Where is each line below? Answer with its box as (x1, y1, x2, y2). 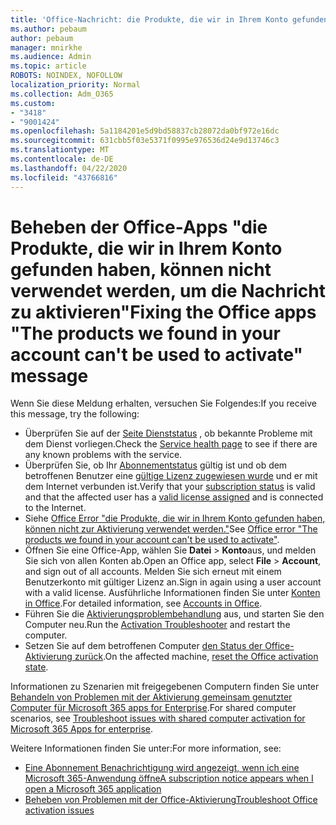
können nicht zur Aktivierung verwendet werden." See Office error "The (24, 523, 318, 535)
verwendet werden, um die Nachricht (10, 279, 326, 302)
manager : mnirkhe (10, 42, 83, 53)
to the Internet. (24, 502, 87, 514)
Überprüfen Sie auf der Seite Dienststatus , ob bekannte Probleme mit (24, 427, 313, 440)
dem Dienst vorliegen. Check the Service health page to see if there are (24, 438, 318, 450)
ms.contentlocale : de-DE (10, 154, 114, 164)
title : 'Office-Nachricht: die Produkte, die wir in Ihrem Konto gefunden (10, 14, 329, 25)
